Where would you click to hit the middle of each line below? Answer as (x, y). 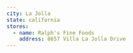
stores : (18, 26)
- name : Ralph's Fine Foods (54, 33)
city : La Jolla (29, 13)
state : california (33, 20)
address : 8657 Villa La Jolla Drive (73, 39)
